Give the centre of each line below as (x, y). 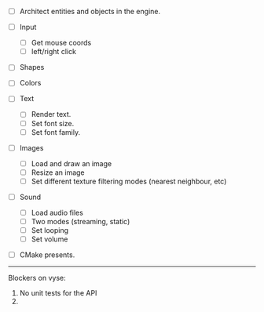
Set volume (49, 239)
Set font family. (56, 132)
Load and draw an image (71, 163)
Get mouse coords (61, 43)
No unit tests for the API (58, 293)
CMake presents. (47, 255)
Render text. (51, 114)
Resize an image (58, 172)
